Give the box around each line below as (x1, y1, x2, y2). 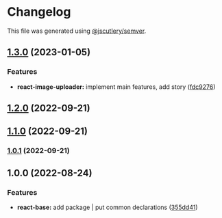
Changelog (7, 4, 71, 20)
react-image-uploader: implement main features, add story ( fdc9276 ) (16, 83, 216, 91)
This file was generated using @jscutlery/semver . (7, 27, 147, 35)
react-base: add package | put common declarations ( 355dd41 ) (16, 203, 198, 212)
